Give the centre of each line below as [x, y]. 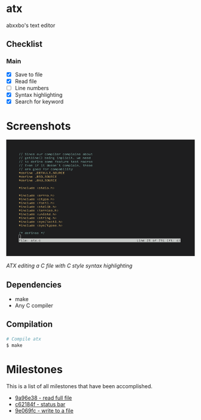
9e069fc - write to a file [44, 410]
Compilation [29, 324]
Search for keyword [39, 102]
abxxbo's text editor [31, 25]
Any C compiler [34, 306]
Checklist [25, 44]
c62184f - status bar [40, 404]
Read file [26, 81]
